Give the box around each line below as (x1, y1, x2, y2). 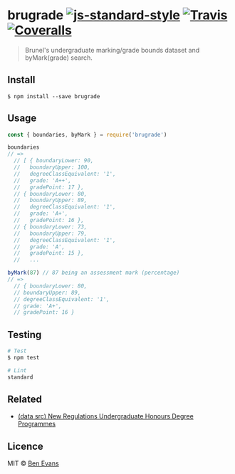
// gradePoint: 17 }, (14, 184, 84, 191)
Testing (7, 328, 42, 341)
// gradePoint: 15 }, (14, 250, 84, 257)
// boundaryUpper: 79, (14, 230, 88, 237)
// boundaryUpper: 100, (14, 164, 91, 171)
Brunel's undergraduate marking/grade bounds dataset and (24, 46, 200, 54)
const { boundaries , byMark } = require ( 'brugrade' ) (7, 131, 167, 138)
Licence (7, 440, 44, 452)
